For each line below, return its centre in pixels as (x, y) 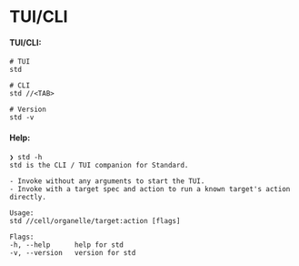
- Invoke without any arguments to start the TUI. (107, 181)
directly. (28, 197)
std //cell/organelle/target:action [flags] (95, 220)
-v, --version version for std (73, 252)
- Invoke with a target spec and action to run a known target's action (150, 189)
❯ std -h (26, 157)
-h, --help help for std (67, 245)
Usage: (22, 213)
